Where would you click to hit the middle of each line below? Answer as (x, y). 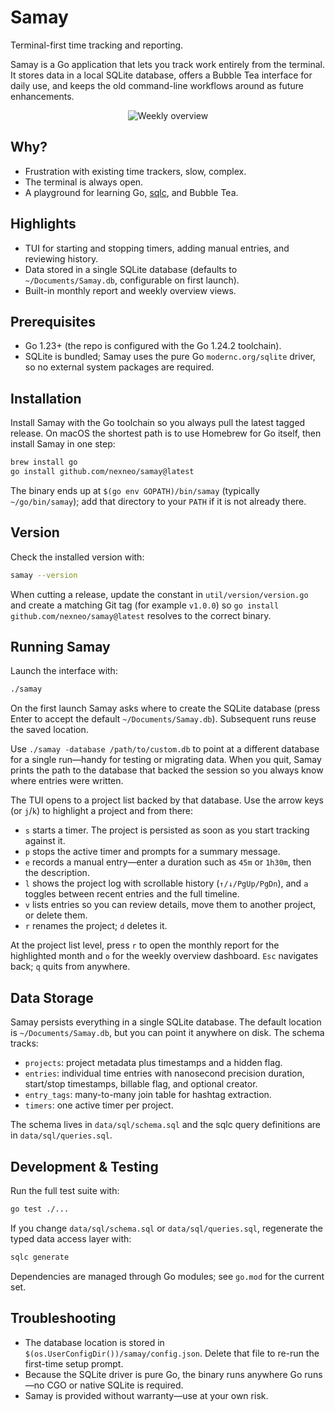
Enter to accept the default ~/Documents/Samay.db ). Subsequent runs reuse (163, 719)
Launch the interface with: (64, 671)
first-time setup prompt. (74, 1363)
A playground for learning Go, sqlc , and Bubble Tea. (131, 192)
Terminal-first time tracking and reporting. (97, 45)
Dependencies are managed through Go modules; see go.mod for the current (167, 1276)
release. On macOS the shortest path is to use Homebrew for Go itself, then (166, 433)
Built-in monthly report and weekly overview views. (130, 290)
